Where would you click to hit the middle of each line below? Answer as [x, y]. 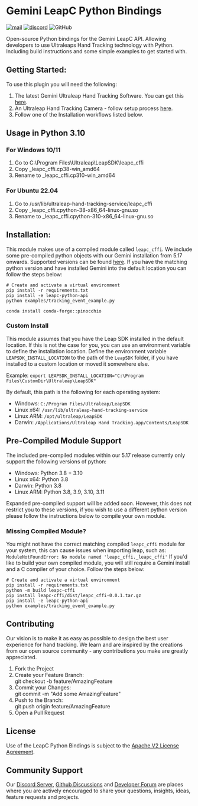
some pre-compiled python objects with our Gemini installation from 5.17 [94, 255]
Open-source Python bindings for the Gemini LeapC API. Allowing [86, 38]
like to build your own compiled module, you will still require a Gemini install [98, 563]
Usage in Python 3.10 [46, 133]
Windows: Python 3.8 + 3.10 [48, 473]
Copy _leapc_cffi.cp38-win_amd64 [57, 169]
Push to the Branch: [39, 700]
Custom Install [27, 325]
